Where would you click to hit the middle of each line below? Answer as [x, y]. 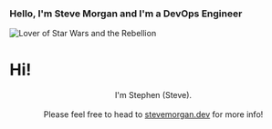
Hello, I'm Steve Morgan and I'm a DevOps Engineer [126, 14]
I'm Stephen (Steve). [153, 95]
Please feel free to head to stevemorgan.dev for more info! [153, 114]
